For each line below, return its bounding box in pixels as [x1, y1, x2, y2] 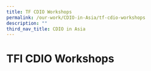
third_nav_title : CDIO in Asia [6, 25, 86, 32]
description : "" [6, 20, 47, 26]
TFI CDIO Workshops [6, 52, 114, 66]
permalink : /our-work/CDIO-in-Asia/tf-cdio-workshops [6, 15, 146, 21]
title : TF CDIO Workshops [6, 8, 72, 15]
